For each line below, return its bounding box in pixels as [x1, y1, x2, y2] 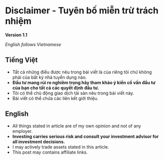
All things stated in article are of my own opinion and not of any [12, 123, 141, 129]
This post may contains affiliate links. [12, 149, 88, 155]
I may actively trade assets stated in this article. [12, 144, 110, 150]
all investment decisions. [12, 139, 65, 145]
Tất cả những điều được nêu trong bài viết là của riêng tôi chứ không [12, 69, 152, 75]
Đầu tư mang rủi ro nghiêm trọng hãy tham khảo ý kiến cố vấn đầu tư [12, 79, 156, 85]
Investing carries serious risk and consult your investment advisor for [12, 133, 159, 139]
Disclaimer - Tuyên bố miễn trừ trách [5, 5, 159, 16]
